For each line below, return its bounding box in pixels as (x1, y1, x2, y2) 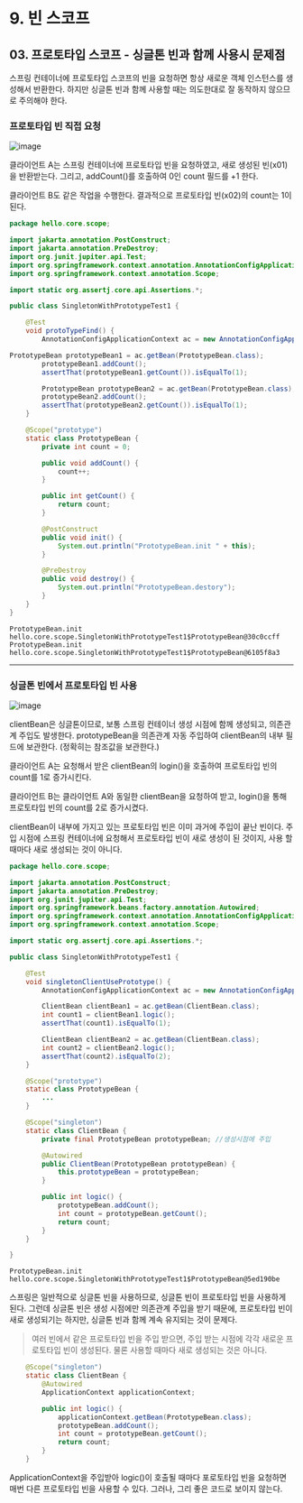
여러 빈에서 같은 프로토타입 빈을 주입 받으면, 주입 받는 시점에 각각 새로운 (31, 1333, 284, 1344)
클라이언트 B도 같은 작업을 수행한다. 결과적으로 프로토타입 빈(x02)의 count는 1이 (9, 190, 292, 201)
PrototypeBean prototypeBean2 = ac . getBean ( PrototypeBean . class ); (41, 384, 297, 393)
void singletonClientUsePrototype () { (25, 977, 171, 986)
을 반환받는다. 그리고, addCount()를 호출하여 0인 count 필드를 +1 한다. (9, 171, 259, 181)
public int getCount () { (41, 492, 135, 501)
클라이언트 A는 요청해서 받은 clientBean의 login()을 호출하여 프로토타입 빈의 (9, 760, 278, 771)
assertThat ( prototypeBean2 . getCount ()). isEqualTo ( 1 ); (41, 401, 248, 410)
